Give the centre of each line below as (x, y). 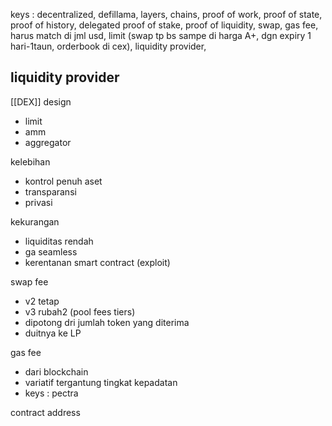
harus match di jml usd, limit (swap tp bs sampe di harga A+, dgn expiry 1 (161, 35)
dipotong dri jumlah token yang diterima (107, 322)
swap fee (29, 281)
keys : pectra (51, 393)
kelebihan (30, 161)
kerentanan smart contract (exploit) (97, 262)
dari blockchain (56, 371)
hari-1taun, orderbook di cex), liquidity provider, (108, 46)
